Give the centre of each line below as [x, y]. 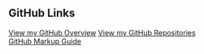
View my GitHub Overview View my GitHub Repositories [102, 32]
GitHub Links [42, 13]
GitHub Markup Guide [45, 41]
